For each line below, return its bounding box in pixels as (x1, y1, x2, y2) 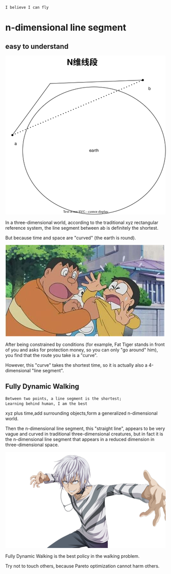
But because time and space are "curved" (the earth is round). (5, 234, 136, 241)
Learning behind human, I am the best (5, 401, 88, 406)
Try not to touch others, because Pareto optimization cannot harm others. (5, 563, 160, 569)
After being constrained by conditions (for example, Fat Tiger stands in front (5, 341, 165, 347)
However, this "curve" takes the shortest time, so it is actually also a (5, 362, 148, 368)
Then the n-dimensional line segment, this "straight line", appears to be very (5, 425, 165, 432)
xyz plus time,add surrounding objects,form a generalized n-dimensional (5, 410, 158, 417)
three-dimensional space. (5, 442, 60, 448)
